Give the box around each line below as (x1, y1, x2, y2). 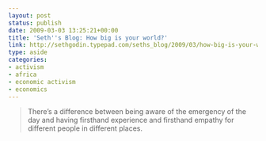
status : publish (8, 19, 62, 27)
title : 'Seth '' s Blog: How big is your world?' (8, 33, 169, 42)
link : (8, 41, 26, 49)
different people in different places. (27, 124, 143, 133)
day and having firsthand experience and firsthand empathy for (27, 116, 235, 125)
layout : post (8, 11, 51, 20)
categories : (8, 56, 47, 64)
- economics (8, 85, 47, 93)
